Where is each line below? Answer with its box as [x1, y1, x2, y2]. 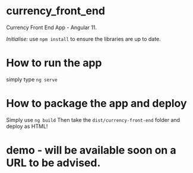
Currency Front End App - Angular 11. [6, 24, 97, 31]
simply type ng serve [6, 76, 58, 83]
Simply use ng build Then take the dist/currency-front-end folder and [6, 116, 180, 123]
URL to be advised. [6, 156, 101, 169]
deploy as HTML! [6, 122, 48, 130]
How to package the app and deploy [6, 97, 187, 111]
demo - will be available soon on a [6, 144, 176, 157]
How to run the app [6, 56, 102, 70]
